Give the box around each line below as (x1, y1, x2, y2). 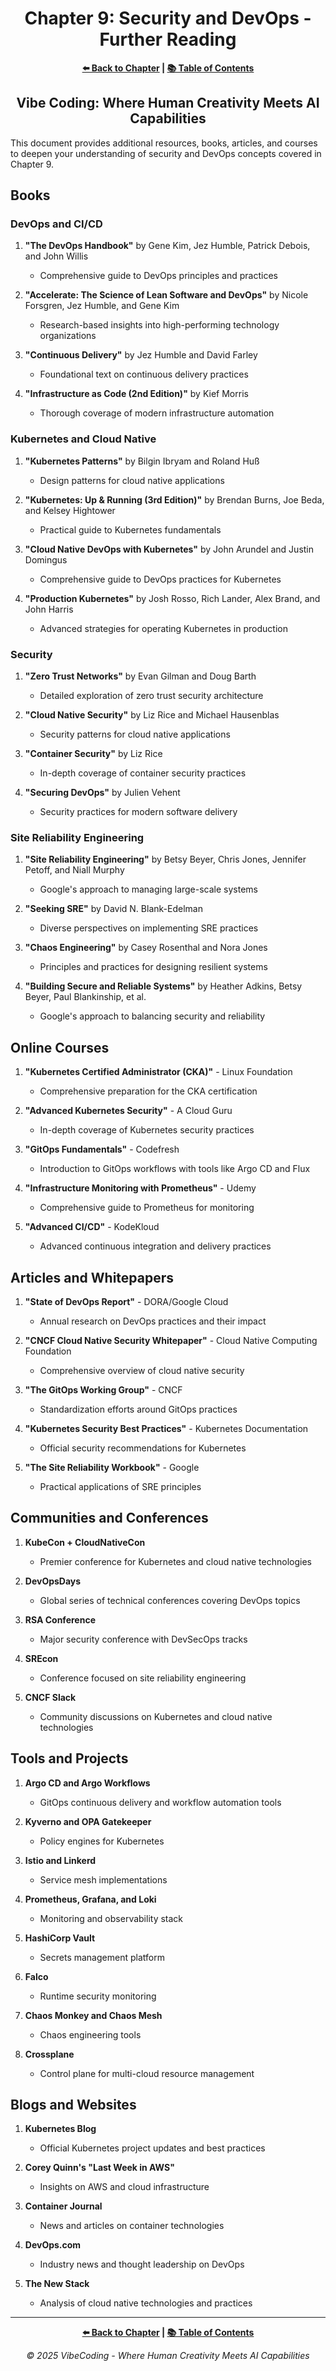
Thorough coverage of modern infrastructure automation (39, 407, 275, 419)
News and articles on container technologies (39, 2220, 225, 2232)
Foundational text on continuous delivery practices (39, 368, 249, 381)
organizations (39, 330, 97, 342)
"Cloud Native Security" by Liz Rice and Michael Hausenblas (24, 709, 280, 721)
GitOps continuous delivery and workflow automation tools (39, 1796, 282, 1808)
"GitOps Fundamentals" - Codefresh (24, 1143, 180, 1156)
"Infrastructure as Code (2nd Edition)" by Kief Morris (24, 388, 249, 400)
